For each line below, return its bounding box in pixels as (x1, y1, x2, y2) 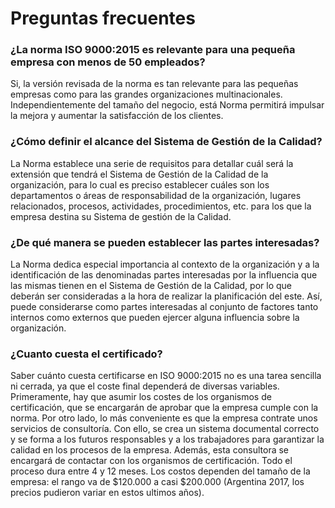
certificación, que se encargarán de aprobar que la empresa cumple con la (10, 402, 319, 414)
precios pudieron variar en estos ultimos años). (10, 487, 205, 499)
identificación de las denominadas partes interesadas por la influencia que (10, 269, 318, 281)
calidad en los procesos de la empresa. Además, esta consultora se (10, 444, 290, 456)
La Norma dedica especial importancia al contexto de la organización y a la (10, 258, 320, 271)
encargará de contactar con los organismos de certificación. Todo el (10, 455, 293, 467)
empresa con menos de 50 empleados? (10, 55, 206, 69)
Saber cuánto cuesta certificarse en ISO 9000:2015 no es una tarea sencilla (10, 370, 322, 382)
